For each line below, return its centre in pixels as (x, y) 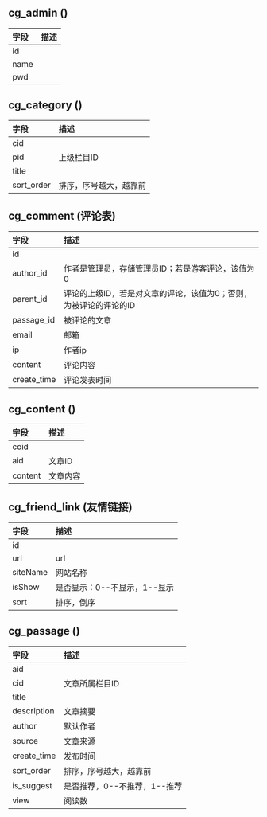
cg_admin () (38, 13)
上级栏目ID (79, 157)
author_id (30, 273)
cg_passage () (44, 631)
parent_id (30, 299)
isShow (26, 587)
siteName (30, 573)
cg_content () (42, 409)
